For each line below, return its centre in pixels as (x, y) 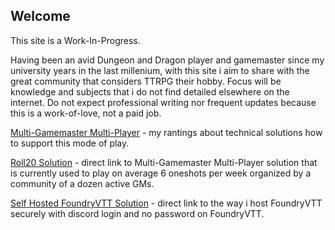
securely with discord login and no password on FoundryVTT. (137, 213)
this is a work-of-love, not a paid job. (86, 113)
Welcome (40, 16)
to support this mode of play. (70, 143)
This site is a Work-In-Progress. (75, 40)
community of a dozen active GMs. (82, 183)
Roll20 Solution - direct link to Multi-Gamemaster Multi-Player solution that (164, 162)
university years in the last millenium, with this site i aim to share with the (160, 70)
